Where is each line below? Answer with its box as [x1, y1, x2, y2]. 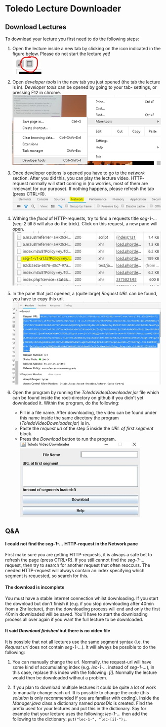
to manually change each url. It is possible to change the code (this [12, 689, 149, 695]
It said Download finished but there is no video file [5, 628, 110, 634]
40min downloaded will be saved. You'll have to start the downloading [5, 611, 148, 617]
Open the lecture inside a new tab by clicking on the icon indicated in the [12, 46, 161, 51]
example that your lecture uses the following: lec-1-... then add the [12, 711, 148, 717]
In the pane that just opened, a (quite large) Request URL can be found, [12, 290, 158, 296]
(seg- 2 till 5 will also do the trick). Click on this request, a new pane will [12, 220, 158, 226]
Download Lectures [5, 23, 67, 31]
